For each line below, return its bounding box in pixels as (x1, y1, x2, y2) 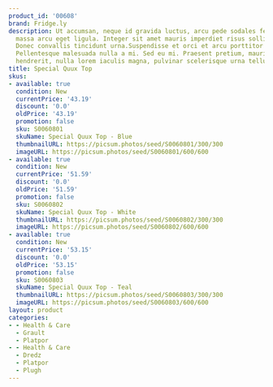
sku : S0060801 (15, 125, 63, 133)
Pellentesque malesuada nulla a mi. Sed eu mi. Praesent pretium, (15, 49, 245, 58)
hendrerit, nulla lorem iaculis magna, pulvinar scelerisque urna (15, 58, 245, 66)
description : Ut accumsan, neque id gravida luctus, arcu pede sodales (8, 27, 256, 35)
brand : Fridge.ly (8, 19, 67, 28)
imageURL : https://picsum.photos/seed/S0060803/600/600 (15, 299, 209, 307)
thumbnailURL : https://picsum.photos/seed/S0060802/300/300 (15, 216, 223, 224)
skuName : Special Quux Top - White (15, 208, 136, 216)
